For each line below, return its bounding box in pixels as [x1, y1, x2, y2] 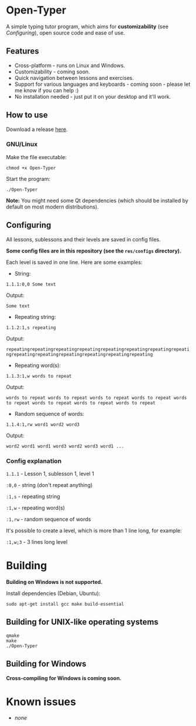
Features [6, 46, 39, 56]
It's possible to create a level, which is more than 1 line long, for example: [6, 527, 183, 534]
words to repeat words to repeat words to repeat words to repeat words [6, 395, 187, 401]
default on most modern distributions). [6, 203, 99, 210]
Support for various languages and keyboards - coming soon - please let [14, 80, 191, 88]
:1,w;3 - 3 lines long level [6, 538, 68, 545]
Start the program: [6, 175, 51, 182]
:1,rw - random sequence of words [6, 515, 91, 523]
